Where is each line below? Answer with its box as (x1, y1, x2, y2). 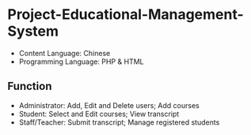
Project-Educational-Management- (7, 6, 245, 24)
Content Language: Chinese (18, 48, 111, 58)
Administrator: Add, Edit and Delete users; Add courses (18, 100, 200, 110)
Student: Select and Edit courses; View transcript (18, 109, 180, 118)
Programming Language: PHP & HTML (18, 57, 144, 66)
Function (7, 80, 52, 93)
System (7, 22, 59, 40)
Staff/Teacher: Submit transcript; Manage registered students (18, 117, 220, 127)
